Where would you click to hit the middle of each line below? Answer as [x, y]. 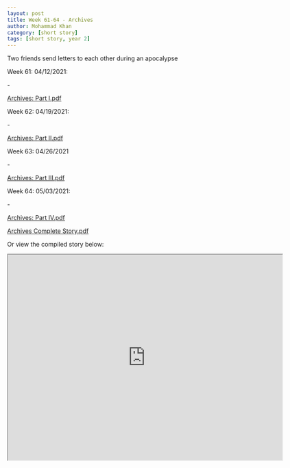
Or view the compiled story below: [56, 245]
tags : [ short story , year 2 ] [49, 39]
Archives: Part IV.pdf [36, 218]
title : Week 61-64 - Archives [50, 20]
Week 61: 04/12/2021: [38, 72]
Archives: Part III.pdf [36, 178]
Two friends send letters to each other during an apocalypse [93, 58]
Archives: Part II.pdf [35, 138]
